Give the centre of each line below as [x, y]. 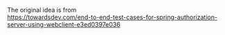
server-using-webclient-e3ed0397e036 [64, 24]
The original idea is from [42, 10]
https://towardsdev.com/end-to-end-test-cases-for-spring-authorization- [112, 17]
